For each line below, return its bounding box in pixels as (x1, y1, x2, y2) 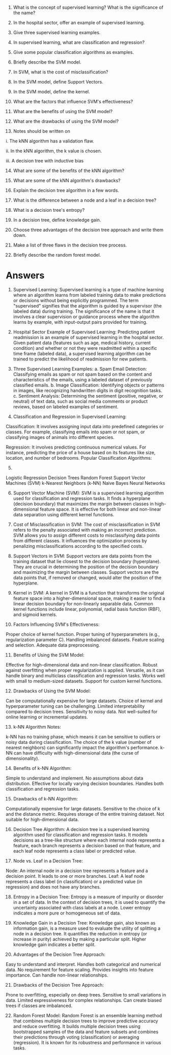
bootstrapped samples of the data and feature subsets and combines (13, 1029, 159, 1035)
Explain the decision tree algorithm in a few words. (13, 187, 119, 193)
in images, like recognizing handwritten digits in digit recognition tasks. (13, 387, 162, 394)
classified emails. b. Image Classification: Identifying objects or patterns (13, 382, 164, 388)
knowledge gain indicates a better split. (13, 941, 96, 948)
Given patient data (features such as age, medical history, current (13, 340, 151, 346)
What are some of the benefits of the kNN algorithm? (13, 168, 124, 174)
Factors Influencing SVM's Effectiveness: (13, 621, 100, 627)
